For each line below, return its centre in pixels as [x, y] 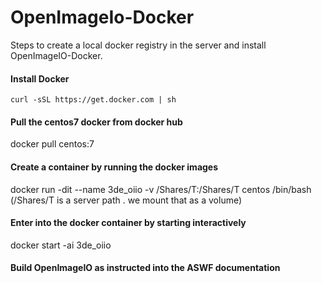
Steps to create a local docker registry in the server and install [138, 45]
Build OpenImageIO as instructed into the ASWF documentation [145, 268]
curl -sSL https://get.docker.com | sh [93, 100]
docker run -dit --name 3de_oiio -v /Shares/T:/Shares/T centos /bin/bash [161, 189]
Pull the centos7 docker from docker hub [96, 122]
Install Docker [40, 78]
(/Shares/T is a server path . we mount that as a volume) [126, 200]
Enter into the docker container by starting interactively [128, 223]
